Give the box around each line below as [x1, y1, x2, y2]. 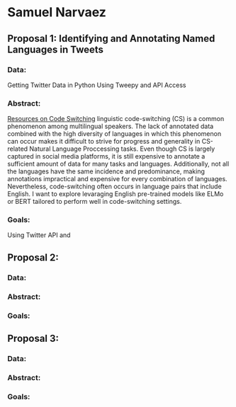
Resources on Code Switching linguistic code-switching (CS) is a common [7, 115, 225, 123]
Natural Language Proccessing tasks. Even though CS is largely [29, 144, 215, 153]
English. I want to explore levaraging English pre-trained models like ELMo [7, 190, 224, 198]
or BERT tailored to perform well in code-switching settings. [7, 197, 182, 206]
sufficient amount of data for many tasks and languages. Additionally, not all [7, 160, 230, 168]
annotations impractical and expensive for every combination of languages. [7, 175, 228, 183]
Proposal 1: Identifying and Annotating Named [7, 33, 215, 45]
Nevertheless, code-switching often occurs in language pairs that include [7, 182, 222, 191]
